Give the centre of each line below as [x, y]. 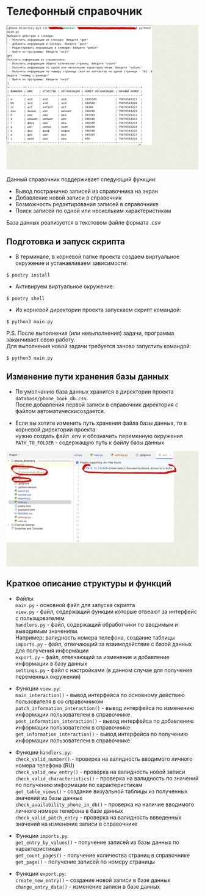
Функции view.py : [38, 688]
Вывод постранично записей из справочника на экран [87, 191]
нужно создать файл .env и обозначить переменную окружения [99, 436]
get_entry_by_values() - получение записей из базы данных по [97, 842]
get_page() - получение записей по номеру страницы [85, 862]
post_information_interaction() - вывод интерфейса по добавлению [104, 721]
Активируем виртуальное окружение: [65, 286]
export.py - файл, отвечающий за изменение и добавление [92, 657]
